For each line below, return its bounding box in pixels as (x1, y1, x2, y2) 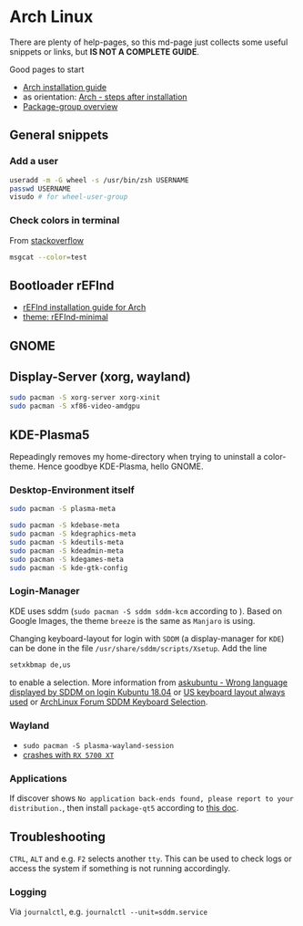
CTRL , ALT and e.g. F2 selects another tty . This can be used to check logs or (9, 853, 293, 864)
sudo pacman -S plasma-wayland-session (22, 741, 175, 750)
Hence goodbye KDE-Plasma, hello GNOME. (37, 461, 204, 472)
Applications (9, 772, 67, 785)
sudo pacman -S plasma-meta (9, 505, 116, 514)
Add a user (9, 155, 59, 168)
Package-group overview (22, 100, 118, 111)
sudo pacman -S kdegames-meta (9, 555, 125, 564)
